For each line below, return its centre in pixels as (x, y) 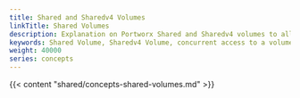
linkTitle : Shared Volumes (59, 26)
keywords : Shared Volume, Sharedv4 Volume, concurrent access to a (137, 42)
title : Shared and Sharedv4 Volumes (77, 17)
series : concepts (42, 59)
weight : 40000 (36, 51)
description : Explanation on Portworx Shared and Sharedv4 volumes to (143, 34)
